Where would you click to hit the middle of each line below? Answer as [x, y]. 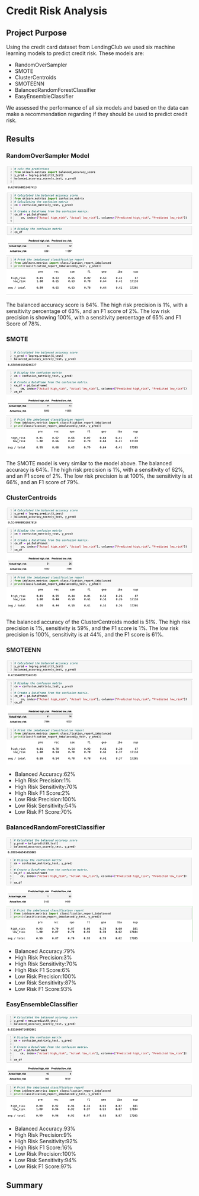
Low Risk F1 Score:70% [43, 812]
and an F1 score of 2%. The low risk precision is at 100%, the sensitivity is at [99, 476]
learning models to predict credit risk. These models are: [75, 53]
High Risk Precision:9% [43, 1135]
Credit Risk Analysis [57, 11]
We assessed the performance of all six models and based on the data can [97, 108]
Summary [25, 1185]
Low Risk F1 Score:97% [43, 1166]
